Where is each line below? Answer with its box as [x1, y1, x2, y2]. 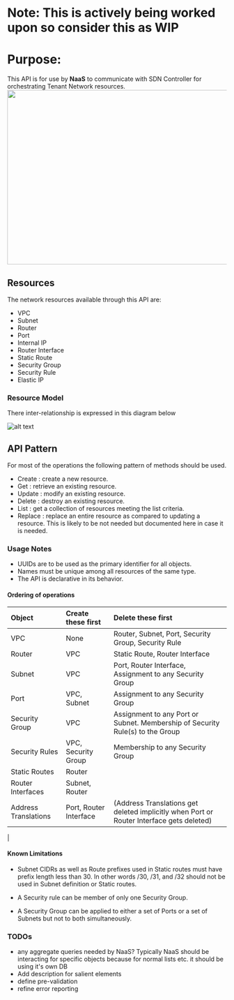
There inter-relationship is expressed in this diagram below [7, 409, 176, 417]
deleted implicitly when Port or [114, 807, 214, 816]
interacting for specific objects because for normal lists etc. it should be [17, 955, 224, 964]
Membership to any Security [114, 742, 207, 752]
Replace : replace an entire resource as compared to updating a [17, 512, 201, 521]
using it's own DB [17, 962, 68, 971]
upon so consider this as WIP [7, 20, 179, 36]
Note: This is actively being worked [7, 5, 216, 21]
